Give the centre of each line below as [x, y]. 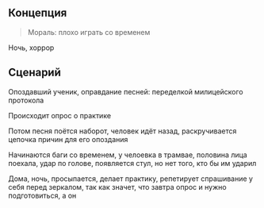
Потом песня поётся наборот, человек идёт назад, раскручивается [122, 131]
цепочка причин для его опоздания [68, 139]
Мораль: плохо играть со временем [89, 32]
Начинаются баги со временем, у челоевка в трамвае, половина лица [128, 155]
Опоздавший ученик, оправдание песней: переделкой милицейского [126, 91]
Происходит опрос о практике [60, 115]
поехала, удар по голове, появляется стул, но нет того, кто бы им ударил [132, 163]
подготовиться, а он [42, 195]
